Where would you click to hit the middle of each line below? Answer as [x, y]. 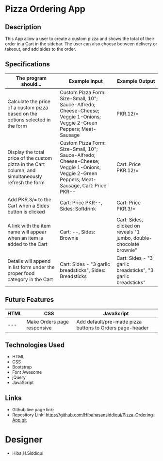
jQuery [19, 377]
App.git [19, 420]
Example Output [136, 81]
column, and [22, 170]
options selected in [29, 119]
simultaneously [25, 176]
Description [23, 27]
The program [31, 78]
